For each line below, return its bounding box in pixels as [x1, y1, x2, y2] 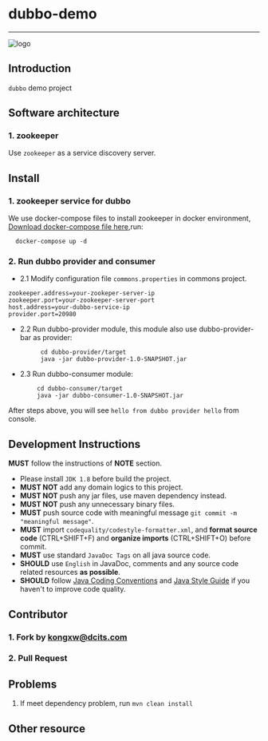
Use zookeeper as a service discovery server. [8, 149, 156, 158]
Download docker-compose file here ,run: [8, 222, 144, 232]
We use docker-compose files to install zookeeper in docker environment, [8, 213, 251, 224]
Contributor [8, 608, 68, 621]
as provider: [33, 333, 73, 343]
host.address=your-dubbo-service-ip [8, 303, 130, 311]
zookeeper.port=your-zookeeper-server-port [8, 296, 156, 304]
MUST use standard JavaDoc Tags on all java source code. [19, 550, 211, 560]
